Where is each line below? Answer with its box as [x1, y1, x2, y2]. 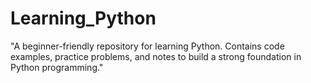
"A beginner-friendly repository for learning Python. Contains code [10, 40, 285, 52]
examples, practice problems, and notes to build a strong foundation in [10, 50, 302, 62]
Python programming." [10, 61, 104, 73]
